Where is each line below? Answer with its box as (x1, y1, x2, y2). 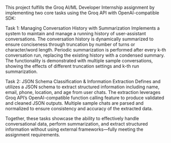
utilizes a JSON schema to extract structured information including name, (5, 84, 160, 90)
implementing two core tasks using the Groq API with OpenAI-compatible (5, 10, 160, 16)
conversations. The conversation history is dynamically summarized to (5, 36, 154, 42)
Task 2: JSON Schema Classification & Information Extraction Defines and (5, 79, 161, 84)
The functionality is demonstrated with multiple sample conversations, (5, 58, 153, 63)
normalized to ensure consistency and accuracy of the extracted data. (5, 106, 153, 111)
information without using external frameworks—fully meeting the (5, 126, 144, 132)
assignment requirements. (5, 132, 60, 137)
